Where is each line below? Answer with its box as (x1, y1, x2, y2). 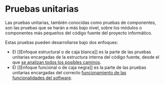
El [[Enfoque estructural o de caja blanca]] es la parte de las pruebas (12, 49, 151, 55)
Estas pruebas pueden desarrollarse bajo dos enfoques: (5, 39, 118, 45)
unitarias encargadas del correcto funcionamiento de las (12, 69, 126, 75)
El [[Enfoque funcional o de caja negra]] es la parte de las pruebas (12, 64, 146, 70)
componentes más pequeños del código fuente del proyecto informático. (5, 30, 153, 36)
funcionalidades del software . (12, 75, 72, 81)
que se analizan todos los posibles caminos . (12, 59, 102, 65)
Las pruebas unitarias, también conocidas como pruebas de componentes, (5, 20, 157, 25)
